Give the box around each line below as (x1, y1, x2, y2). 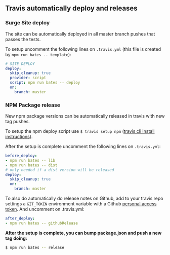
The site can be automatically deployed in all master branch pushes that (5, 30, 155, 37)
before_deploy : (5, 153, 37, 159)
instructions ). (5, 134, 33, 140)
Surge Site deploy (5, 19, 50, 26)
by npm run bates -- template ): (5, 51, 72, 57)
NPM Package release (5, 101, 61, 108)
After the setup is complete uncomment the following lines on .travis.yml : (5, 143, 161, 150)
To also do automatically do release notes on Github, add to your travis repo (5, 195, 163, 202)
